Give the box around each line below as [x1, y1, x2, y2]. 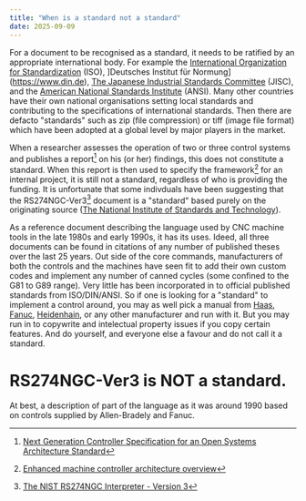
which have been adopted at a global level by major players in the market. [9, 124, 286, 135]
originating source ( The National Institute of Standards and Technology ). [9, 204, 281, 215]
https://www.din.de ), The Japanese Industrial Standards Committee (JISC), [12, 76, 294, 87]
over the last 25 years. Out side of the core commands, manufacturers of [9, 251, 284, 262]
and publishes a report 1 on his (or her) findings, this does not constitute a [9, 151, 284, 164]
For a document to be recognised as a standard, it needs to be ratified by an [9, 46, 295, 57]
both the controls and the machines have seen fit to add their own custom [9, 261, 287, 271]
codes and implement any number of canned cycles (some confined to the [9, 271, 290, 281]
